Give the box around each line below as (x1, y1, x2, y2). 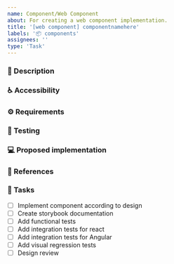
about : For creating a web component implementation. (7, 17, 168, 24)
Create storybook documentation (17, 209, 114, 218)
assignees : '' (7, 37, 49, 44)
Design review (17, 249, 60, 257)
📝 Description (7, 66, 55, 76)
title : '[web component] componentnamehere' (7, 23, 140, 30)
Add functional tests (17, 217, 76, 225)
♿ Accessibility (7, 85, 60, 95)
